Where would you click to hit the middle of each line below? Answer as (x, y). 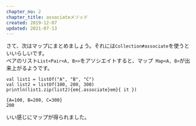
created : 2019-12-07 (32, 23)
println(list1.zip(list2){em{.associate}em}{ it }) (71, 90)
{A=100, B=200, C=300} (34, 100)
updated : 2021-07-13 (32, 28)
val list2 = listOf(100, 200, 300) (50, 85)
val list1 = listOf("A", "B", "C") (50, 80)
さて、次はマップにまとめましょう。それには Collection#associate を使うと (98, 46)
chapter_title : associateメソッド (47, 17)
